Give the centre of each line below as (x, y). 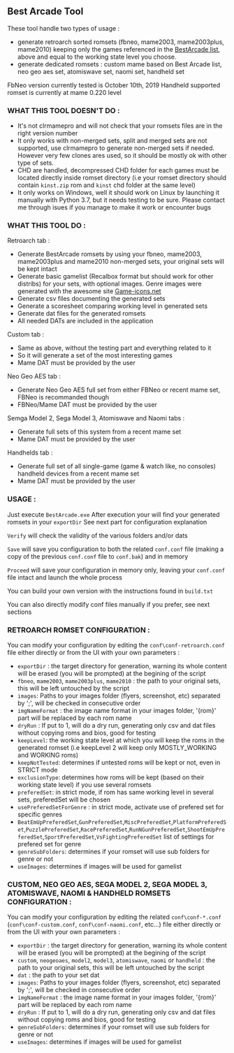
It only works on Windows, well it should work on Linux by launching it (118, 193)
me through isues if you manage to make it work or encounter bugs (114, 207)
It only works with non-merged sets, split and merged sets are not (112, 141)
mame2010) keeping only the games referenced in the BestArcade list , (119, 49)
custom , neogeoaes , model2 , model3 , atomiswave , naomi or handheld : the (116, 960)
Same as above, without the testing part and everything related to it (114, 348)
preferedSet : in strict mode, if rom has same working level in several (116, 792)
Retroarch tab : (29, 241)
